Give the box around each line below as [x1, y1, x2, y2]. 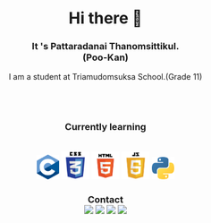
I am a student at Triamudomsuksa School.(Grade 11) [8, 72, 203, 82]
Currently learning [64, 121, 147, 133]
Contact [88, 193, 123, 205]
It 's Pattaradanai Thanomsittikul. [31, 40, 180, 53]
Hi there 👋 [68, 8, 143, 29]
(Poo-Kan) [82, 51, 129, 64]
